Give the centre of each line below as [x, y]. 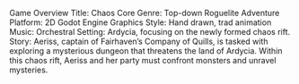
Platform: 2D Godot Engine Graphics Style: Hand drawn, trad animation [141, 22]
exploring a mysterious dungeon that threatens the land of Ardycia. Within [146, 51]
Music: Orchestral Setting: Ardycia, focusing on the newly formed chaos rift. [150, 32]
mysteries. [29, 70]
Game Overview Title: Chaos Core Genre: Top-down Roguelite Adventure [145, 13]
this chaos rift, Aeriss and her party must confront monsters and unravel [143, 60]
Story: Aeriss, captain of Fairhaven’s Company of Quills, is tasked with [139, 41]
